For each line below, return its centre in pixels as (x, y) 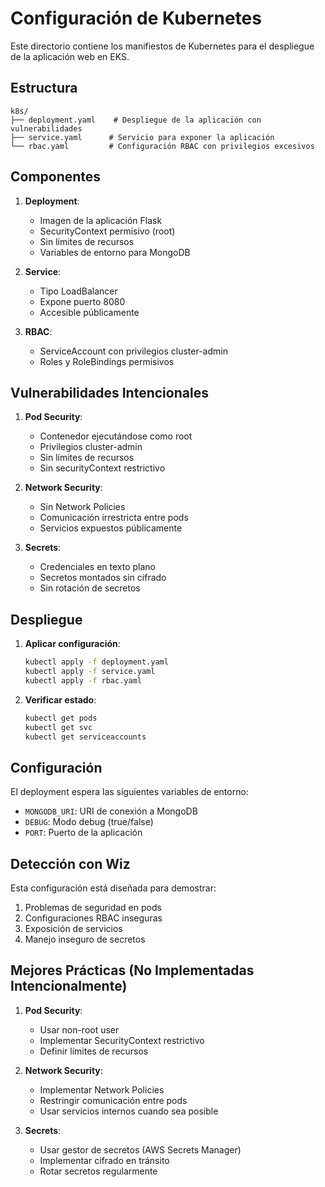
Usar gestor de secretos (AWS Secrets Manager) (140, 1149)
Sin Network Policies (82, 507)
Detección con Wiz (70, 863)
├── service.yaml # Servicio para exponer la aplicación (142, 137)
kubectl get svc (58, 727)
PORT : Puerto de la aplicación (83, 833)
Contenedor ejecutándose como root (116, 436)
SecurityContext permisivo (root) (107, 231)
